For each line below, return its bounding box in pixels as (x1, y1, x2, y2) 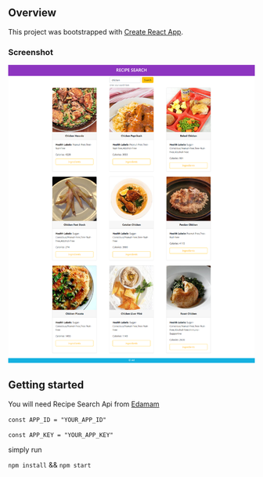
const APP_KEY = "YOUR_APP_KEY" (8, 431, 113, 439)
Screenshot (8, 46, 53, 57)
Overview (8, 6, 57, 20)
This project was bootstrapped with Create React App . (8, 27, 184, 36)
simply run (8, 445, 42, 454)
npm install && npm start (8, 460, 92, 469)
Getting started (8, 378, 85, 391)
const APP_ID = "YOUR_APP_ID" (8, 416, 107, 424)
